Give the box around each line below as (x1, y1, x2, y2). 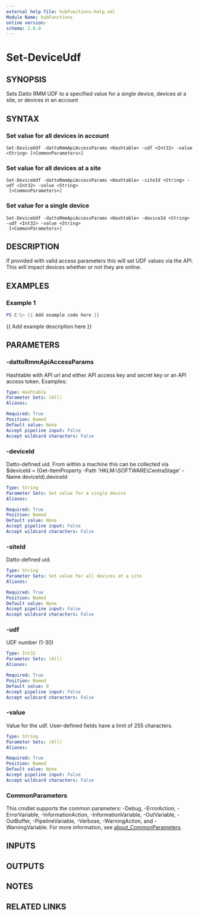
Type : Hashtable (6, 389, 46, 395)
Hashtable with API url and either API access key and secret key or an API (6, 371, 187, 378)
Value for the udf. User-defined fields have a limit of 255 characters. (6, 722, 173, 729)
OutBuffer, (6, 817, 31, 825)
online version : (6, 20, 46, 26)
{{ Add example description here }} (6, 323, 92, 330)
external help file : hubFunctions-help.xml (6, 8, 116, 15)
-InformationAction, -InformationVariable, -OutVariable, (41, 811, 176, 819)
